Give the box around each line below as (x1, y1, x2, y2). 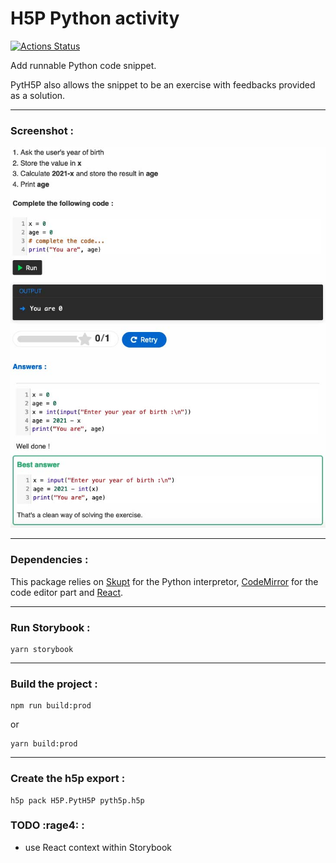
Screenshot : (10, 123, 74, 137)
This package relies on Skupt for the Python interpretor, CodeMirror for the (10, 575, 319, 587)
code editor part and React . (10, 586, 124, 598)
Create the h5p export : (10, 772, 126, 786)
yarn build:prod (10, 739, 78, 749)
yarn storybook (10, 644, 74, 654)
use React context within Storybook (24, 841, 173, 853)
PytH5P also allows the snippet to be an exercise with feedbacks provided (10, 78, 316, 91)
